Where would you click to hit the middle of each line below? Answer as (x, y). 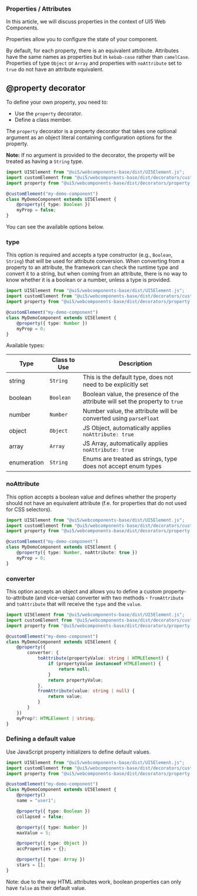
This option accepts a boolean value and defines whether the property (91, 497)
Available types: (25, 346)
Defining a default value (41, 739)
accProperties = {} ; (42, 849)
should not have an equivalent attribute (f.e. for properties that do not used (96, 503)
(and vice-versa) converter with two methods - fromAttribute (109, 598)
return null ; (74, 669)
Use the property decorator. (48, 114)
